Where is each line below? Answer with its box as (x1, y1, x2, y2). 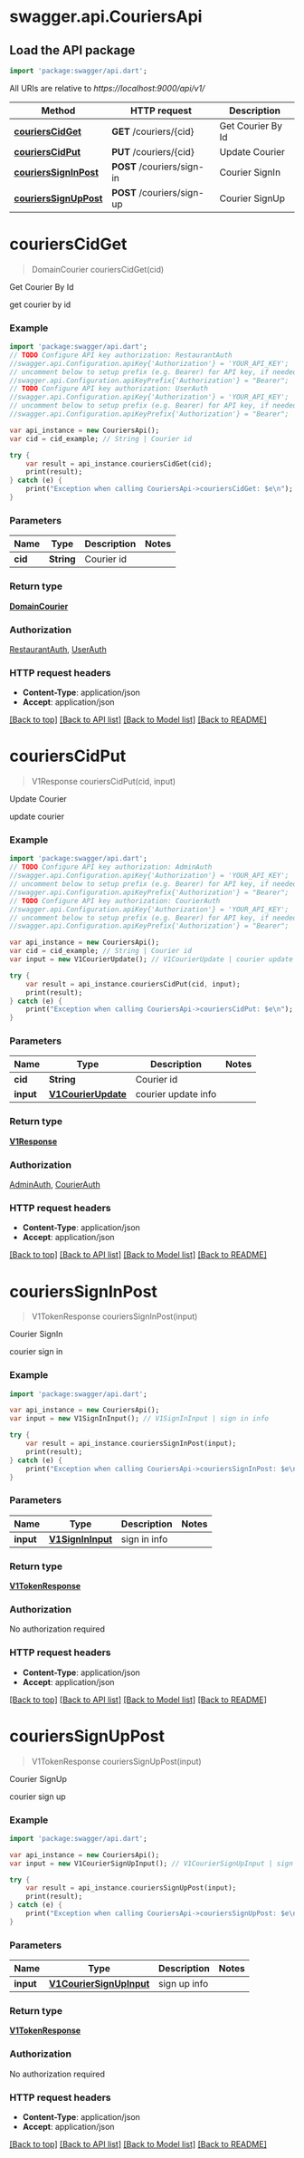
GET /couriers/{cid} (111, 125, 195, 138)
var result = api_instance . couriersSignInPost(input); (25, 1439, 237, 1449)
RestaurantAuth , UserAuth (9, 643, 107, 654)
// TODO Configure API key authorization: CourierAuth (9, 896, 221, 905)
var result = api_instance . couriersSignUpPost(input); (25, 1883, 237, 1893)
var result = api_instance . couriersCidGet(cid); (25, 459, 213, 468)
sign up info (157, 1978, 209, 1990)
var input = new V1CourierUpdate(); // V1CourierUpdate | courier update (9, 955, 294, 964)
